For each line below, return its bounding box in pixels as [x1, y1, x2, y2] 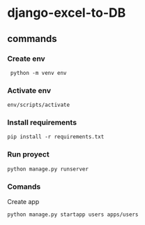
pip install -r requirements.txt [7, 133, 105, 140]
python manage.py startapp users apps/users [7, 211, 139, 218]
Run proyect [7, 150, 50, 159]
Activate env [7, 85, 51, 95]
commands [7, 33, 57, 45]
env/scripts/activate [7, 101, 70, 109]
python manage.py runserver [7, 166, 89, 173]
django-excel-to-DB [7, 5, 126, 21]
